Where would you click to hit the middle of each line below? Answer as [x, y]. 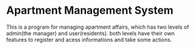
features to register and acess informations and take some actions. [89, 39]
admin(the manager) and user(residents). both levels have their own [91, 33]
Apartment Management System [90, 10]
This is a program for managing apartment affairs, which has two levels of [98, 27]
